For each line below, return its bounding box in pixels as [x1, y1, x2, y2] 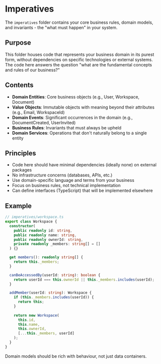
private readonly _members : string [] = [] [14, 241, 101, 247]
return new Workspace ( [14, 313, 59, 318]
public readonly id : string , [14, 228, 73, 233]
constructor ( [9, 223, 36, 228]
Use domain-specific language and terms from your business [12, 177, 134, 183]
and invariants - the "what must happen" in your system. [5, 24, 117, 30]
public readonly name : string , [14, 233, 77, 237]
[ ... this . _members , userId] [17, 331, 75, 336]
